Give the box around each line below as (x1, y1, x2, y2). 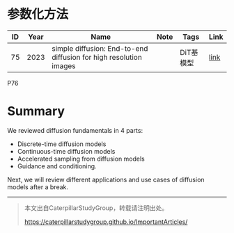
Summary (7, 104, 65, 119)
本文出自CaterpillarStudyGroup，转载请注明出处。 (24, 203, 169, 212)
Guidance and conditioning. (17, 161, 97, 170)
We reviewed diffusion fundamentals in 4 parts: (7, 126, 143, 134)
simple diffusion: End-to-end (52, 43, 148, 53)
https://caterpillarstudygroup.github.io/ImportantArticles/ (24, 217, 188, 226)
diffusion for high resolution (52, 52, 143, 62)
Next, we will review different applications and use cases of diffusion (7, 175, 205, 184)
